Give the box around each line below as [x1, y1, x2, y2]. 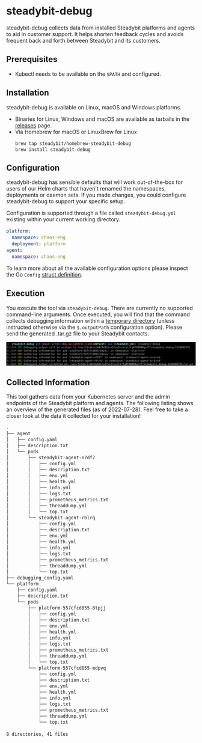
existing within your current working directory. [6, 216, 121, 223]
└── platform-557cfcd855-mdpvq [28, 665, 106, 671]
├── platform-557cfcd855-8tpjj [28, 605, 106, 611]
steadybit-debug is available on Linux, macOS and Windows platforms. [6, 103, 182, 111]
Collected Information [6, 377, 90, 387]
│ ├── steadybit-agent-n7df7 [6, 455, 96, 461]
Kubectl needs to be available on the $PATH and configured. [14, 70, 161, 78]
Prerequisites [6, 54, 58, 64]
